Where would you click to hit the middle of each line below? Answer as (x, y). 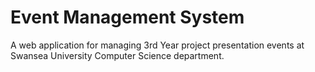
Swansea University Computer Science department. (117, 55)
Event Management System (127, 17)
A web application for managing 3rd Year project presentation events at (157, 45)
